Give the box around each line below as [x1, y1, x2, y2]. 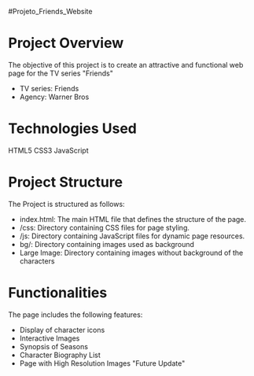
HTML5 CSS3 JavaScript [8, 146, 89, 155]
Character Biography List [19, 350, 101, 359]
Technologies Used [8, 120, 138, 138]
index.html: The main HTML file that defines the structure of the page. [19, 214, 246, 223]
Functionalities [8, 284, 108, 301]
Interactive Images [19, 334, 80, 343]
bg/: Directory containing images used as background [19, 239, 195, 249]
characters [19, 256, 55, 266]
